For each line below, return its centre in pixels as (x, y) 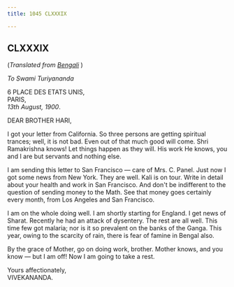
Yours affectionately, (37, 270)
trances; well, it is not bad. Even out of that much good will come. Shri (108, 141)
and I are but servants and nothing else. (64, 156)
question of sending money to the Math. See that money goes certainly (109, 192)
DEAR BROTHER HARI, (39, 120)
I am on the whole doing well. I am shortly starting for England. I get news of (117, 213)
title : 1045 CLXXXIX (37, 14)
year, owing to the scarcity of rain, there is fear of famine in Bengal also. (111, 236)
